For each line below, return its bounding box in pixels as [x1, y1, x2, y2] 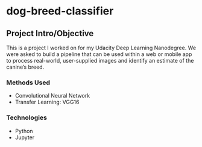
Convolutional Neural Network [14, 92, 90, 99]
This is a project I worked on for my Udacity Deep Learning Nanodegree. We [6, 44, 197, 51]
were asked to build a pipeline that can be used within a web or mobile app [6, 51, 192, 58]
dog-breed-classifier [6, 4, 114, 18]
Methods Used [6, 78, 50, 87]
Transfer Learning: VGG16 [14, 98, 80, 106]
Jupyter [14, 134, 35, 141]
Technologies [6, 113, 47, 122]
